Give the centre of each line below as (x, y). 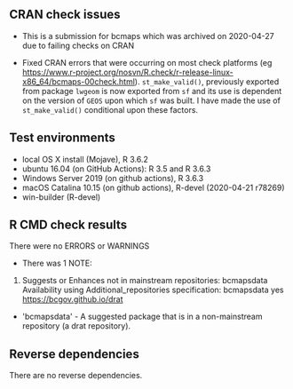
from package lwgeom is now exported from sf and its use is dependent (152, 91)
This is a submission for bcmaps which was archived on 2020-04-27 (148, 36)
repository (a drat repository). (76, 326)
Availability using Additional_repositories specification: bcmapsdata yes (153, 290)
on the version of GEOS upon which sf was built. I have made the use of (151, 100)
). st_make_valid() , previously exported (207, 81)
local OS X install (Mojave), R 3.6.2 (85, 159)
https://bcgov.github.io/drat (72, 299)
